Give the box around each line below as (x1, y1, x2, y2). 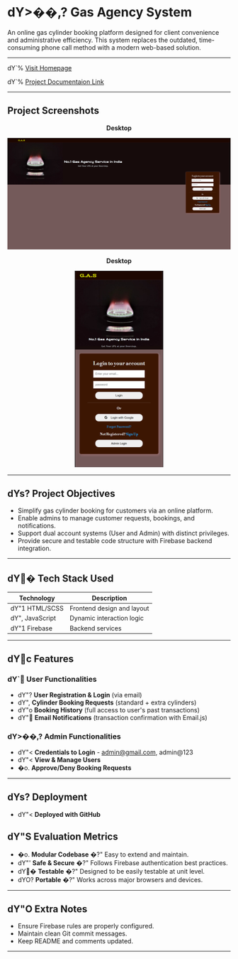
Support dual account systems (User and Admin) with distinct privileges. (17, 529, 230, 537)
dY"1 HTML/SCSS (10, 604, 64, 612)
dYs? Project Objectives (7, 488, 115, 500)
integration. (17, 544, 52, 553)
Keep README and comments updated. (17, 937, 133, 945)
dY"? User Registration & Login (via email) (17, 690, 142, 699)
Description (91, 594, 127, 602)
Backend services (69, 623, 122, 632)
